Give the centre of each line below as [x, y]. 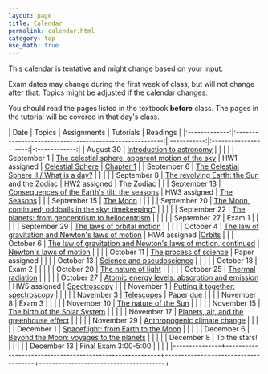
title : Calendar [35, 23]
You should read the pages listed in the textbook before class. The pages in [134, 109]
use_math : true [34, 46]
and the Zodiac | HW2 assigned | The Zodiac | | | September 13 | [115, 184]
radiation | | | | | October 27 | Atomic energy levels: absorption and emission [134, 277]
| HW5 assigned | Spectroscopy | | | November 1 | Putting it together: [122, 286]
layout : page [30, 16]
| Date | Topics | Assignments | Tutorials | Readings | [95, 133]
